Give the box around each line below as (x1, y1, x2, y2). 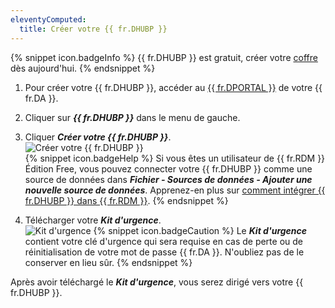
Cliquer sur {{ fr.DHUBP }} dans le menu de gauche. (24, 111, 241, 123)
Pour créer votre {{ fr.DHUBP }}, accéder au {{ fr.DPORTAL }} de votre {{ (24, 81, 323, 93)
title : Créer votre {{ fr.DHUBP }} (19, 24, 168, 34)
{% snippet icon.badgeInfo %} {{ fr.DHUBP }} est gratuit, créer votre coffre (10, 51, 318, 63)
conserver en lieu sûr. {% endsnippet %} (24, 256, 193, 268)
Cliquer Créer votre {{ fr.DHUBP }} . (24, 131, 172, 143)
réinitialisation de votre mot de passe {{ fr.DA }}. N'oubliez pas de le (24, 246, 305, 258)
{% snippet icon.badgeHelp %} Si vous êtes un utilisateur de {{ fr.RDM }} (24, 152, 326, 164)
